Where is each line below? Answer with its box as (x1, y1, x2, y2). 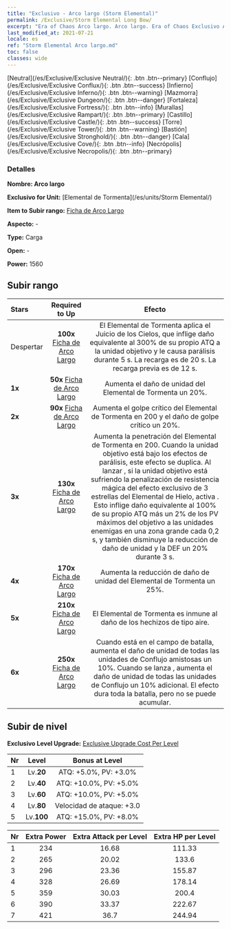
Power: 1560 (7, 260, 43, 269)
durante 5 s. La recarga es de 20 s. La (93, 355, 217, 364)
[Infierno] (166, 81, 194, 90)
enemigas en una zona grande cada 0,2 (90, 526, 219, 536)
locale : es (7, 36, 38, 43)
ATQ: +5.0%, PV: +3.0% (58, 767, 137, 777)
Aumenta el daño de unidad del (104, 379, 206, 388)
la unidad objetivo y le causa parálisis (94, 346, 215, 355)
